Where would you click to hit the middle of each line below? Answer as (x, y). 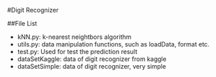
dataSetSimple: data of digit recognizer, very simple (92, 66)
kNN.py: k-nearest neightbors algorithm (74, 37)
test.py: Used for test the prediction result (77, 52)
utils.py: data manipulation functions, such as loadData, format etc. (113, 44)
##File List (22, 23)
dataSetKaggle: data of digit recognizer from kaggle (92, 59)
